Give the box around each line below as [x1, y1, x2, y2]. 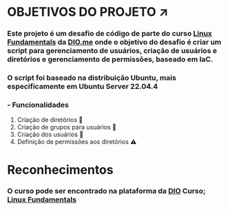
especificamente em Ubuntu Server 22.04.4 [7, 82, 158, 92]
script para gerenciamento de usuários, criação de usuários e [7, 46, 217, 56]
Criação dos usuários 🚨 [17, 130, 84, 138]
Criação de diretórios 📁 [17, 116, 83, 124]
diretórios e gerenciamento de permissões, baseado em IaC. [7, 54, 214, 64]
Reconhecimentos [7, 162, 114, 178]
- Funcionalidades [7, 100, 69, 109]
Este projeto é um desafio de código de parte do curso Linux [7, 29, 212, 39]
